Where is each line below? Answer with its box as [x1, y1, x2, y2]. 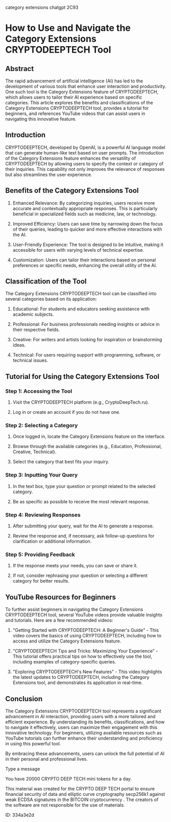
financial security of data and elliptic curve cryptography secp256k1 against [5, 791, 165, 797]
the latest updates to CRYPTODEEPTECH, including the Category [12, 674, 150, 680]
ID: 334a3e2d [5, 812, 34, 818]
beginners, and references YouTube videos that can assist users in [5, 110, 145, 117]
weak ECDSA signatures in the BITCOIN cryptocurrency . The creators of [5, 796, 159, 803]
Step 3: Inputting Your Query [5, 472, 78, 479]
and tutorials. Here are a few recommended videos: [5, 617, 113, 624]
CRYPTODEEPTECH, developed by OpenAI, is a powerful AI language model [5, 144, 165, 150]
